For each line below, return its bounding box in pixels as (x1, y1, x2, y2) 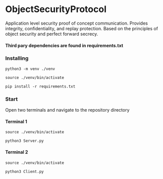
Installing (5, 55, 29, 62)
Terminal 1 (5, 118, 27, 124)
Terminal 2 (5, 149, 28, 155)
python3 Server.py (5, 138, 44, 144)
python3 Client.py (5, 169, 44, 174)
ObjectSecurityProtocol (5, 4, 107, 15)
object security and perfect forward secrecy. (5, 31, 98, 37)
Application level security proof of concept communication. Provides (5, 20, 148, 26)
